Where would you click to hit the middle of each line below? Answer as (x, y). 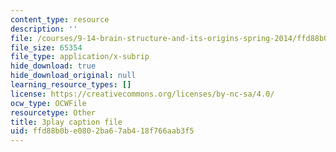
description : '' (44, 29)
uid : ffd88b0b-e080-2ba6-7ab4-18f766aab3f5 (102, 131)
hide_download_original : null (73, 76)
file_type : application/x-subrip (80, 57)
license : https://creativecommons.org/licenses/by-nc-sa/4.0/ (142, 94)
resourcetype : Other (53, 112)
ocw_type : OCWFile (48, 103)
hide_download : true (53, 66)
